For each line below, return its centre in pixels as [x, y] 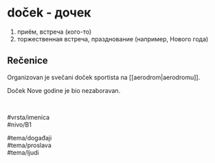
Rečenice [27, 61]
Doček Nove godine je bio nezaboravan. [64, 90]
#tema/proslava [29, 145]
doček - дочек [49, 13]
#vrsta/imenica [29, 117]
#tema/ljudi [23, 152]
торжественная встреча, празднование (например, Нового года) [113, 39]
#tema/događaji [30, 138]
